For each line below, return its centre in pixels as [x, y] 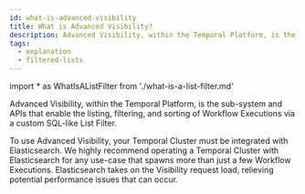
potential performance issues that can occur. [94, 179]
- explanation [44, 52]
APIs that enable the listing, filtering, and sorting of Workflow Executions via [152, 113]
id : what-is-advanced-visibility [73, 18]
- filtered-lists [51, 60]
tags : [20, 43]
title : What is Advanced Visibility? [81, 26]
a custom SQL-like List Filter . [63, 123]
